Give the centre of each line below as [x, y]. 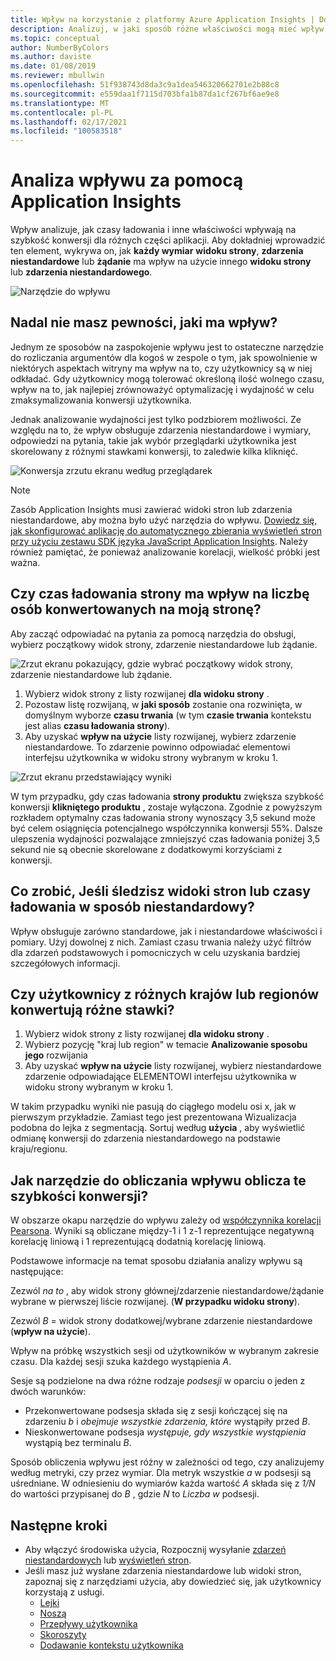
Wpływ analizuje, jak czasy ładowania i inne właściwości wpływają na [153, 230]
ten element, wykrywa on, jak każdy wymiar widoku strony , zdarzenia [157, 251]
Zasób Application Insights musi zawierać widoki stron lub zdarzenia [151, 509]
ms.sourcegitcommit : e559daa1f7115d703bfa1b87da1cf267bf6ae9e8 [145, 94]
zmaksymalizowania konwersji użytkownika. [101, 400]
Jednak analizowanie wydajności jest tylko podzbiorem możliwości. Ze [156, 419]
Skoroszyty [63, 1634]
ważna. [25, 562]
